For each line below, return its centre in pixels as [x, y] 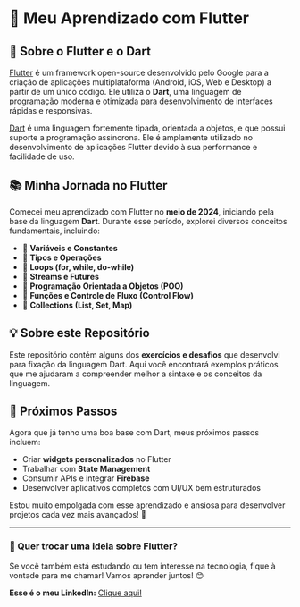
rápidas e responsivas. [51, 110]
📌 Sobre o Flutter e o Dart [80, 51]
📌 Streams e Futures [61, 276]
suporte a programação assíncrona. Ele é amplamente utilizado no [131, 137]
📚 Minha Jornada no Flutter [88, 185]
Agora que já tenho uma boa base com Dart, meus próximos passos [134, 433]
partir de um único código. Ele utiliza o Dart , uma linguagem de [125, 92]
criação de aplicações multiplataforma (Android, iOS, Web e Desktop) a [141, 82]
